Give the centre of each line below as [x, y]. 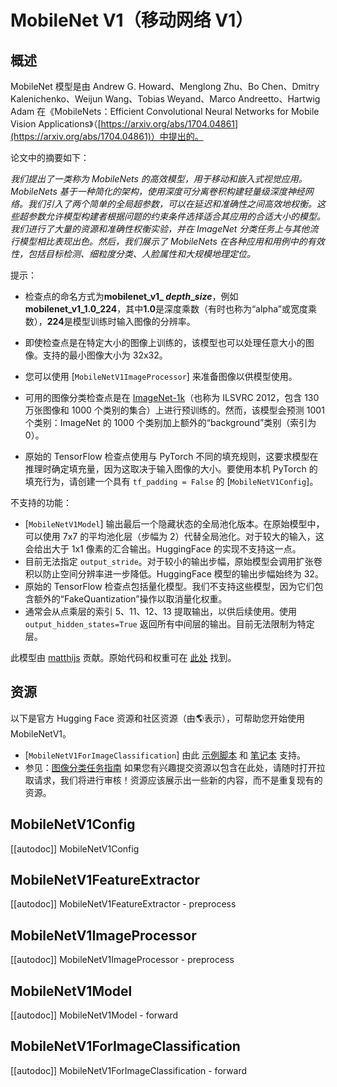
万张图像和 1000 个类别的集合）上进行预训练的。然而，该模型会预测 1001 [174, 410]
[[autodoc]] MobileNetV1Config [75, 848]
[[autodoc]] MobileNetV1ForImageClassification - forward [129, 1070]
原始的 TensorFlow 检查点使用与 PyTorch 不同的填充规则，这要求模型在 [171, 456]
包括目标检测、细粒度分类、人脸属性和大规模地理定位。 [141, 254]
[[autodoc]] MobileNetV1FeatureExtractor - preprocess [123, 904]
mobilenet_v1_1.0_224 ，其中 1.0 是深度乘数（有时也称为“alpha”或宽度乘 [170, 309]
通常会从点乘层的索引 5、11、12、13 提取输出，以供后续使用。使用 [160, 611]
